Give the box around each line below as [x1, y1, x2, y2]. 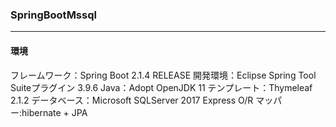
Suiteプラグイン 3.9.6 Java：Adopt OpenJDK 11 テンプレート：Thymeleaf [10, 81, 313, 93]
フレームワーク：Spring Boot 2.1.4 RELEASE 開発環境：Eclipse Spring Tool [10, 69, 317, 81]
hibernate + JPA [21, 106, 88, 118]
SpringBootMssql [10, 8, 97, 22]
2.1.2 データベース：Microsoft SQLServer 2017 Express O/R [10, 94, 254, 106]
